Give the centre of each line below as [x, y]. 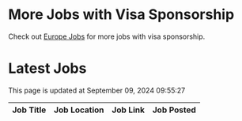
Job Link [128, 110]
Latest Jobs [47, 68]
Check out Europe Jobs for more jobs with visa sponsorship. [107, 36]
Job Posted [174, 110]
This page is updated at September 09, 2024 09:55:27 [97, 90]
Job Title [29, 110]
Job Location [79, 110]
